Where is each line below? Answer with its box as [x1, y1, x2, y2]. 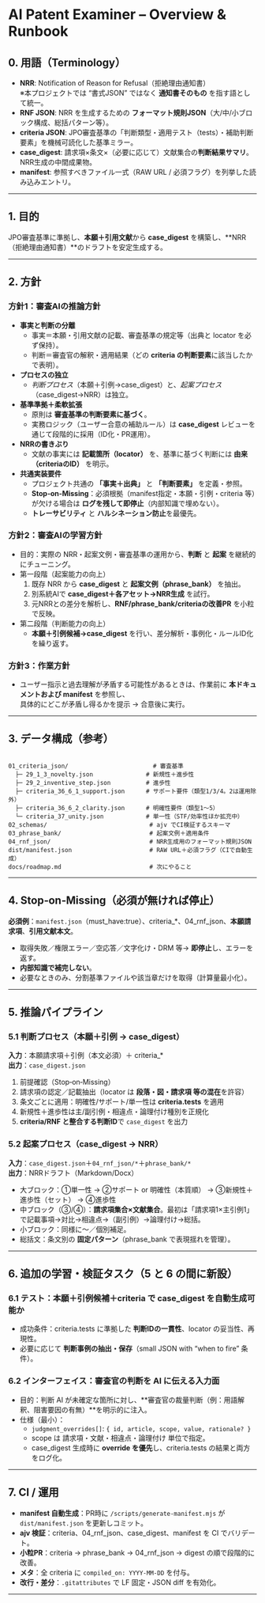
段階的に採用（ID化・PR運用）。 [52, 429, 155, 438]
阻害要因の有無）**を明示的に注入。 [33, 1404, 151, 1414]
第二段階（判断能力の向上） [19, 619, 110, 628]
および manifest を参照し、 [40, 690, 130, 699]
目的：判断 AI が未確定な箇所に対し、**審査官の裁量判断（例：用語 [19, 1395, 238, 1404]
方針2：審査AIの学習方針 [8, 530, 103, 541]
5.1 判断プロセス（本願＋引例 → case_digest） [8, 1031, 185, 1042]
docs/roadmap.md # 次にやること [8, 862, 192, 871]
